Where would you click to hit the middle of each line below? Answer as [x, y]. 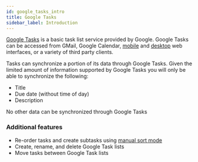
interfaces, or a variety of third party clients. [60, 52]
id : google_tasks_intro [35, 12]
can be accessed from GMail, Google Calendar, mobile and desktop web [94, 46]
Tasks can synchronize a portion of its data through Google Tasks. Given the [99, 63]
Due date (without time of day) [52, 94]
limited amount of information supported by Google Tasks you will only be [96, 70]
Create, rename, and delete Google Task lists [69, 147]
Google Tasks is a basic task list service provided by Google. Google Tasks [98, 40]
